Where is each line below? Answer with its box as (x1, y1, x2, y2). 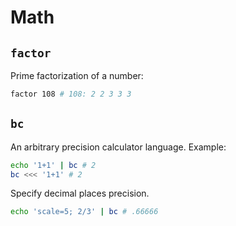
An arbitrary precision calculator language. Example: (10, 141, 227, 153)
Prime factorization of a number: (10, 70, 144, 81)
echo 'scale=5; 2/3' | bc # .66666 (10, 207, 159, 217)
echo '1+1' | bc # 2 (10, 160, 97, 170)
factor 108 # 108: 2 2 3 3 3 (10, 89, 132, 99)
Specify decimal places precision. (10, 187, 150, 200)
